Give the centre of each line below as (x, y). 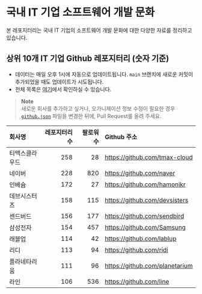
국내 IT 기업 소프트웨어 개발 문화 (81, 12)
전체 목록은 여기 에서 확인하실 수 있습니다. (63, 89)
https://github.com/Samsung (145, 227)
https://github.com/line (137, 281)
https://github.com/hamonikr (145, 184)
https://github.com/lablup (141, 239)
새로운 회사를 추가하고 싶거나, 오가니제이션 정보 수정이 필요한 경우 (98, 108)
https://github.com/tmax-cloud (149, 157)
